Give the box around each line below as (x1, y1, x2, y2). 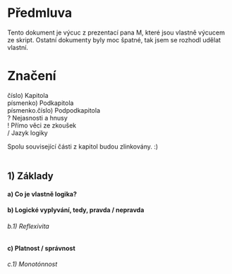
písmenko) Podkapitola (7, 99, 74, 107)
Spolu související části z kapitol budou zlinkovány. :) (7, 142, 159, 151)
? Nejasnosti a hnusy (7, 113, 68, 122)
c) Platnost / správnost (7, 244, 75, 252)
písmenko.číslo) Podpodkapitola (7, 106, 101, 114)
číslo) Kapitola (7, 91, 49, 99)
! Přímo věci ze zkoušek (7, 121, 77, 130)
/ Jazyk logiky (7, 128, 48, 137)
